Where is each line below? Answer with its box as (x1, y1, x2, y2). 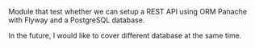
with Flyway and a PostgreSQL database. (8, 15, 145, 25)
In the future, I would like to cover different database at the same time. (8, 31, 242, 40)
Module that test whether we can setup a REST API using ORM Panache (8, 7, 248, 16)
